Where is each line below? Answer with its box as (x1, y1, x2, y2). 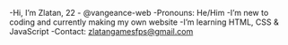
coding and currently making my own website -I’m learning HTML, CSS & (9, 17, 280, 27)
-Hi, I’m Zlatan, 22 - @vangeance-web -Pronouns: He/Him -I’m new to (9, 8, 269, 18)
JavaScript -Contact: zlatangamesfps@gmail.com (9, 26, 194, 36)
